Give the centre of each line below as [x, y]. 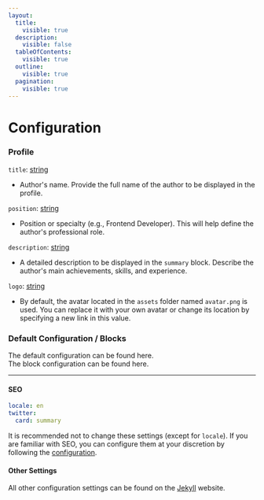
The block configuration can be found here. [79, 364]
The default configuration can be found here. [81, 356]
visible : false [47, 45]
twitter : [22, 413]
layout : [21, 15]
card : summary [38, 421]
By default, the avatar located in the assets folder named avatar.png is [133, 301]
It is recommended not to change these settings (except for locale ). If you [128, 435]
